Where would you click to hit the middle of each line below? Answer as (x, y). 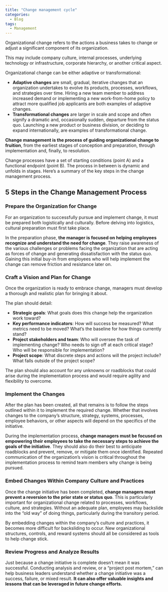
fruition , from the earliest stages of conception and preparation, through (80, 145)
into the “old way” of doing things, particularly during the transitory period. (82, 513)
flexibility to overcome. (29, 381)
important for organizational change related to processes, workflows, (77, 502)
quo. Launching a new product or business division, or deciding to (81, 125)
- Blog (17, 19)
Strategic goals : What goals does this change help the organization (82, 313)
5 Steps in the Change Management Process (76, 192)
